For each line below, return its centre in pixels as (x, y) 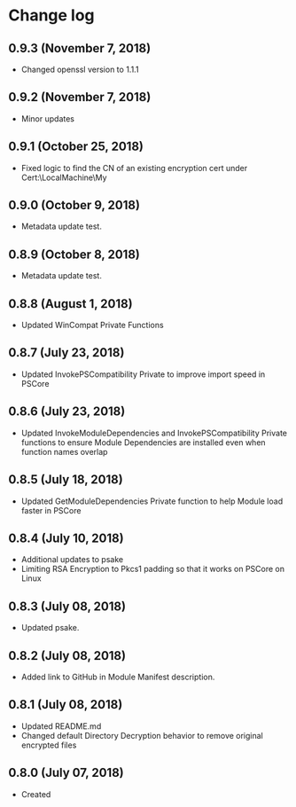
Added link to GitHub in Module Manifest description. (118, 677)
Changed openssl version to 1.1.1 (80, 69)
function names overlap (64, 451)
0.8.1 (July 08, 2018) (66, 705)
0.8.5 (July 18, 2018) (66, 480)
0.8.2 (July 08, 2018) (67, 656)
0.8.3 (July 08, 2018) (67, 606)
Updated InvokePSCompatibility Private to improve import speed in (143, 374)
